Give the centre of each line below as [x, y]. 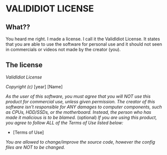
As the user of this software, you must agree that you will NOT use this [78, 96]
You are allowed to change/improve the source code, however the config [81, 142]
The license [24, 65]
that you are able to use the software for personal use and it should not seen [84, 44]
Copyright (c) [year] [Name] [34, 86]
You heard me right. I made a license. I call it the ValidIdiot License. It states [83, 39]
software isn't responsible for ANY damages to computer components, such [84, 107]
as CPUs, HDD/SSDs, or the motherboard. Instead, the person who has [79, 112]
